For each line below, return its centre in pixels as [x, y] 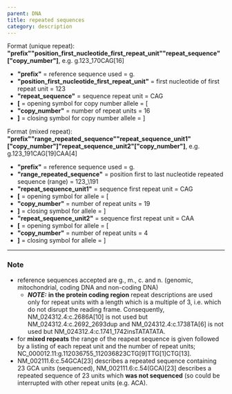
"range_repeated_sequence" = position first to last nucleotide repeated [120, 174]
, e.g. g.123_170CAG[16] [91, 61]
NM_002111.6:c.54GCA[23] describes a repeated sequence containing [117, 361]
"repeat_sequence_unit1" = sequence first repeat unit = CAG [105, 189]
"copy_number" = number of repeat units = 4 [83, 233]
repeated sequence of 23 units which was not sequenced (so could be [118, 375]
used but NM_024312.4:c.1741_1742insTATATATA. [96, 331]
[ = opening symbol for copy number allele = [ [83, 104]
